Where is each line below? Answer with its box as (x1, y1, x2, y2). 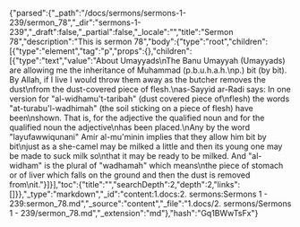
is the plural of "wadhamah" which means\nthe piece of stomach (44, 161, 284, 170)
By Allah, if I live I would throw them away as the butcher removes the (9, 74, 266, 84)
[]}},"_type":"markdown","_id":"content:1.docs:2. (9, 188, 188, 199)
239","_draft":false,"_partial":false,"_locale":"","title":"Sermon (9, 27, 234, 37)
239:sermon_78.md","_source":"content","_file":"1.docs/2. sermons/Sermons (9, 198, 292, 209)
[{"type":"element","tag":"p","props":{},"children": (9, 46, 193, 57)
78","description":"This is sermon (9, 36, 133, 47)
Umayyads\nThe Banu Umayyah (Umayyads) (120, 56, 286, 65)
